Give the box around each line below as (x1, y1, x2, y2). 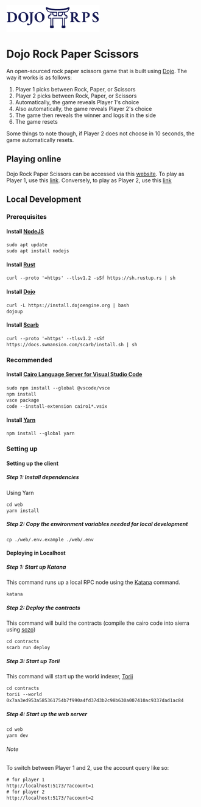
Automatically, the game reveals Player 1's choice (15, 98, 139, 105)
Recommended (6, 355, 53, 364)
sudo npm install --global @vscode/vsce (6, 385, 111, 391)
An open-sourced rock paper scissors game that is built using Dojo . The (6, 67, 188, 74)
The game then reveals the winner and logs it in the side (15, 112, 157, 119)
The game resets (15, 118, 58, 125)
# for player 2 (6, 789, 45, 795)
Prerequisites (6, 213, 47, 221)
